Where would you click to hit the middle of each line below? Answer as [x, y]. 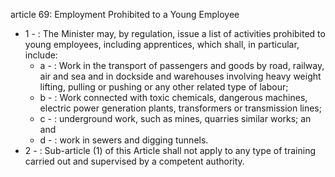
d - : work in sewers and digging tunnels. [124, 140]
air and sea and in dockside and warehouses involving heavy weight [180, 76]
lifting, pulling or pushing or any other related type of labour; [164, 87]
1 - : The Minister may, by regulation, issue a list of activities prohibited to [175, 33]
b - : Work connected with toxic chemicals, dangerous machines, [173, 97]
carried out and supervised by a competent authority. [134, 161]
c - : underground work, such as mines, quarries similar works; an [175, 118]
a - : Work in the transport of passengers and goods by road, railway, [182, 65]
